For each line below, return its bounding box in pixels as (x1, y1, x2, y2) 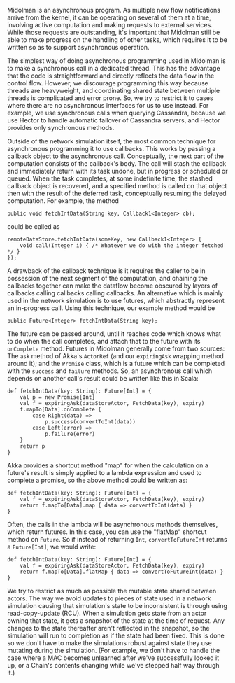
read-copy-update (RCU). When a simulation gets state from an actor (7, 609, 207, 617)
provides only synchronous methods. (7, 124, 115, 132)
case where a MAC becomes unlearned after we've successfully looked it (7, 654, 220, 662)
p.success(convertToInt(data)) (44, 418, 136, 425)
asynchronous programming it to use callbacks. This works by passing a (7, 145, 216, 153)
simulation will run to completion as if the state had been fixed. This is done (7, 631, 225, 640)
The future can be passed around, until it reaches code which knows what (7, 330, 222, 338)
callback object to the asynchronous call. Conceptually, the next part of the (7, 152, 224, 160)
